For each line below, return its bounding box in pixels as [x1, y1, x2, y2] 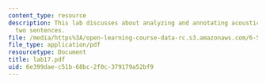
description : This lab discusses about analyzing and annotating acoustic [8, 19, 260, 27]
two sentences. [15, 26, 66, 34]
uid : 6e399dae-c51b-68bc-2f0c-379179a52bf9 [8, 63, 154, 71]
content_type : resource [8, 11, 87, 20]
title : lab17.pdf [8, 56, 66, 64]
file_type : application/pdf [8, 41, 101, 49]
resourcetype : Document [8, 48, 87, 56]
